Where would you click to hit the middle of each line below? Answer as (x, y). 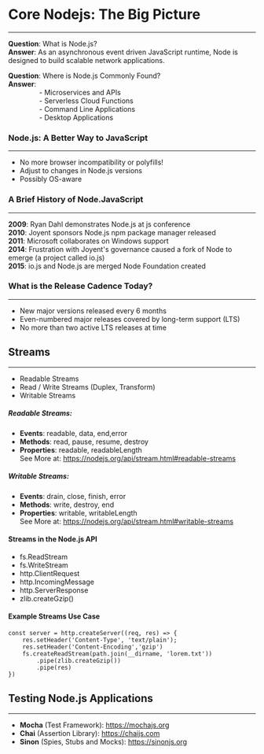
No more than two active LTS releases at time (93, 327)
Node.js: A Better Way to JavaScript (78, 138)
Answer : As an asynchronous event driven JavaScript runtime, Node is (123, 52)
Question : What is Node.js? (53, 43)
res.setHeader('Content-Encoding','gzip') (93, 647)
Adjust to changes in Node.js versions (81, 171)
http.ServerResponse (54, 590)
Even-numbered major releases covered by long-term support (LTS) (130, 319)
